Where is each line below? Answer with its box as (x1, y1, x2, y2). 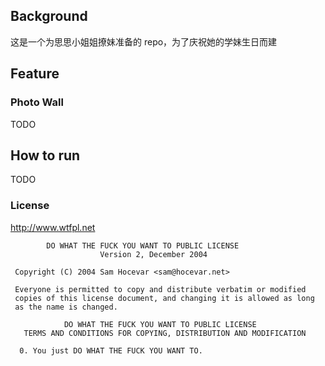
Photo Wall (10, 95, 64, 109)
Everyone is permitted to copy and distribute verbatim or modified (14, 284, 307, 294)
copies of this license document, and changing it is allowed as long (14, 293, 315, 303)
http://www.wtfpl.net (10, 221, 96, 233)
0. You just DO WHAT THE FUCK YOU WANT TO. (19, 345, 203, 356)
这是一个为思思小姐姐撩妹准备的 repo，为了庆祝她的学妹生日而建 (10, 35, 278, 48)
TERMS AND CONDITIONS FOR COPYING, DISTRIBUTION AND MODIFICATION (23, 328, 307, 338)
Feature (10, 65, 60, 83)
